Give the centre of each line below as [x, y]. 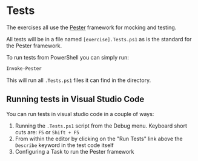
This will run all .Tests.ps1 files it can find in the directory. [79, 80]
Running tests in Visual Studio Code [75, 99]
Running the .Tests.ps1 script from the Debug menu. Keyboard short [101, 126]
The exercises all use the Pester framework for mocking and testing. [91, 27]
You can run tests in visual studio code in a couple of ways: [80, 114]
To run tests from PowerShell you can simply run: [68, 57]
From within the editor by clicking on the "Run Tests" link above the [99, 139]
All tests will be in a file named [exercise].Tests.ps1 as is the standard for [99, 39]
